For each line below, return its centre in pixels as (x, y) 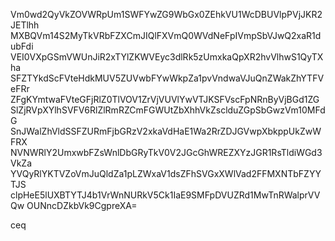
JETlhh (25, 25)
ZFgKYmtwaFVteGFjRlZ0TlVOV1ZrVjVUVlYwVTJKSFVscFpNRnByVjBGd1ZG (165, 99)
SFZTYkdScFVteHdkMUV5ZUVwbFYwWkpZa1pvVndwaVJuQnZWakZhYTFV (167, 78)
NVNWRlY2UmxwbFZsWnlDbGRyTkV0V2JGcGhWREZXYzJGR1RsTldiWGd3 (166, 152)
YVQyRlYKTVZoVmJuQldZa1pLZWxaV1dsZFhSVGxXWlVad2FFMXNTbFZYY (166, 173)
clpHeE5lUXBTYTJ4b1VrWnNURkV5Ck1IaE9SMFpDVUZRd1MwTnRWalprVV (165, 195)
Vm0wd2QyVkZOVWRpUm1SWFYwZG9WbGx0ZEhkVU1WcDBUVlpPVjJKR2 (166, 14)
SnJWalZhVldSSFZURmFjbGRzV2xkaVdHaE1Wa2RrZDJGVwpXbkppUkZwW (166, 131)
